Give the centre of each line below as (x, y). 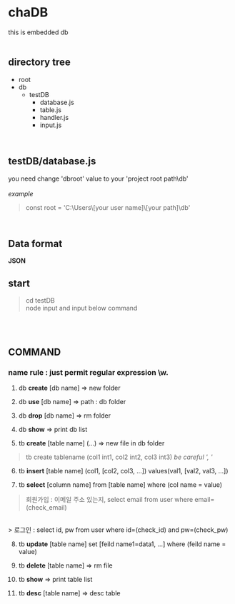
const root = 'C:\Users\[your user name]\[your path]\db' (108, 207)
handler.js (54, 117)
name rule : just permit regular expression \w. (88, 372)
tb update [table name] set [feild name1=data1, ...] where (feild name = (122, 544)
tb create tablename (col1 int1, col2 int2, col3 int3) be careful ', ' (119, 457)
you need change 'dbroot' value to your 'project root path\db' (98, 178)
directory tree (39, 62)
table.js (50, 110)
